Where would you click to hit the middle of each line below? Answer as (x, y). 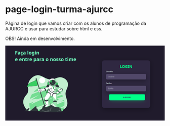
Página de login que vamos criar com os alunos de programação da (76, 23)
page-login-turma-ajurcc (59, 9)
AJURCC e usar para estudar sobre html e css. (54, 28)
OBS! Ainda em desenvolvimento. (40, 38)
